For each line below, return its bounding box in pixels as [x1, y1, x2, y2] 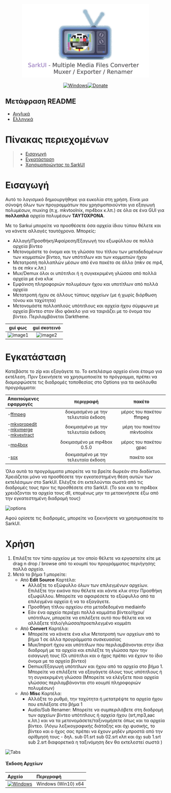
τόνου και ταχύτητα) [12, 297, 56, 303]
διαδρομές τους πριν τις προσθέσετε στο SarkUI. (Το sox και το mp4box [5, 484, 158, 490]
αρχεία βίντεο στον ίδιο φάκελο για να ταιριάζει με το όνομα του [12, 308, 151, 314]
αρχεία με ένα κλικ [12, 276, 53, 282]
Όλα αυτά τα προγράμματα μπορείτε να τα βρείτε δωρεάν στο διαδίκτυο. [5, 468, 161, 474]
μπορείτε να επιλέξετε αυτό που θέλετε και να [52, 614, 152, 620]
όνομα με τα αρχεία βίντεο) [27, 658, 87, 664]
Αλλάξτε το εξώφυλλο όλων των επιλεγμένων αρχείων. [27, 582, 149, 588]
